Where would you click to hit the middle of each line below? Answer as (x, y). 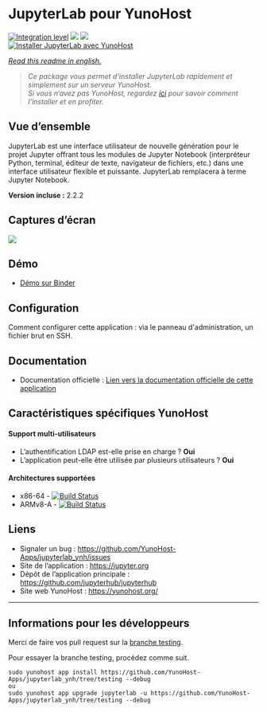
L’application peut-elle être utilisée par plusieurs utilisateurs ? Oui (127, 460)
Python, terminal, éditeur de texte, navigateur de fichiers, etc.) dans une (126, 162)
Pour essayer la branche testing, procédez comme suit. (99, 658)
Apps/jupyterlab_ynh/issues (65, 557)
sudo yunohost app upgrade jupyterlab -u (78, 694)
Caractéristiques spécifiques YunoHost (108, 414)
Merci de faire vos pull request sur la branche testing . (96, 643)
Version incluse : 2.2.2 (46, 195)
